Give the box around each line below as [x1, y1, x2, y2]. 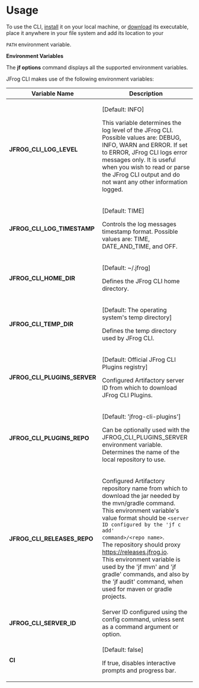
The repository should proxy [101, 540, 181, 548]
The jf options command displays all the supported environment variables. [6, 63, 188, 71]
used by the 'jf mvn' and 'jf [101, 562, 176, 571]
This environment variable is [101, 555, 181, 563]
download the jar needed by [101, 491, 180, 500]
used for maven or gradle [101, 584, 172, 593]
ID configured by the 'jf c [101, 521, 181, 528]
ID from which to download [101, 383, 177, 391]
